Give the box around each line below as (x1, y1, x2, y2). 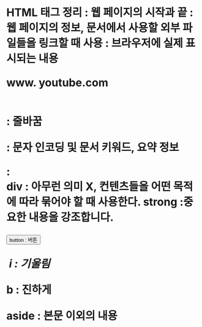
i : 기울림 (9, 257, 51, 271)
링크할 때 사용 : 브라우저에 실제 (38, 36, 184, 50)
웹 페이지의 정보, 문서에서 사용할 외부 (6, 21, 181, 35)
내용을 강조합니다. (28, 210, 114, 225)
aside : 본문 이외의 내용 (6, 309, 118, 323)
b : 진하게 (6, 283, 52, 297)
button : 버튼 (9, 237, 38, 244)
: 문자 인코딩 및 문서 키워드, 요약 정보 (6, 140, 179, 155)
